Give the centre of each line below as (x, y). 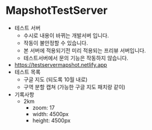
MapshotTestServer (57, 11)
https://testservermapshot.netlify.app (61, 64)
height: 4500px (51, 120)
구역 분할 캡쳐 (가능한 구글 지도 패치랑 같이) (74, 87)
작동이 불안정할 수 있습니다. (55, 43)
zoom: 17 (43, 107)
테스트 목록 (27, 72)
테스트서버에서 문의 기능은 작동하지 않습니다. (76, 58)
